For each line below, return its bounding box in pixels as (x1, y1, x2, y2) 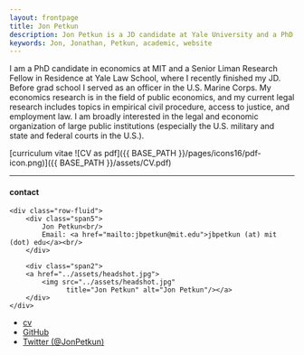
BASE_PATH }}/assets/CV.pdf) (59, 157, 172, 168)
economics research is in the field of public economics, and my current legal (9, 92, 295, 103)
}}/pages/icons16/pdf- (177, 148, 261, 159)
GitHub (22, 327, 50, 338)
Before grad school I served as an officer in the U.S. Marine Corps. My (9, 82, 271, 93)
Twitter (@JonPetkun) (22, 336, 105, 348)
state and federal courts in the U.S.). (9, 130, 145, 141)
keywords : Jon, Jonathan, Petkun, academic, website (9, 38, 213, 48)
